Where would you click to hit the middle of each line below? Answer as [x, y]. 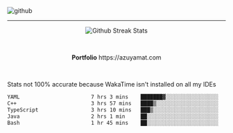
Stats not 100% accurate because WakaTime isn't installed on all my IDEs [112, 84]
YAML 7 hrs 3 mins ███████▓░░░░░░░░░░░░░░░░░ [113, 97]
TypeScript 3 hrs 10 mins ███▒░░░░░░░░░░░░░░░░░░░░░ [113, 110]
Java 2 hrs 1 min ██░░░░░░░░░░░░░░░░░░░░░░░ [113, 116]
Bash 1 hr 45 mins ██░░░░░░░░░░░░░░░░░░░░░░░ [113, 123]
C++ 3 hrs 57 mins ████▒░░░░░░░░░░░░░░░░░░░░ [113, 103]
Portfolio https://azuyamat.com [116, 57]
